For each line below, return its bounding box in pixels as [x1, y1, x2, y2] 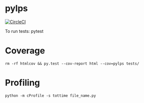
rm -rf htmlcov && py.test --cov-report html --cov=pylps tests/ [5, 61, 139, 66]
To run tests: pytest [5, 28, 43, 34]
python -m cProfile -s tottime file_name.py [5, 93, 96, 98]
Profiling [5, 77, 40, 88]
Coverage [5, 45, 45, 56]
